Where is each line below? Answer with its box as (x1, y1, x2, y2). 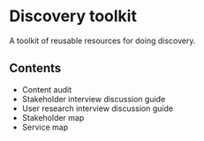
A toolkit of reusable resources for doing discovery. (9, 35, 196, 46)
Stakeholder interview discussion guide (21, 93, 166, 104)
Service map (21, 122, 69, 132)
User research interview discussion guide (21, 103, 174, 114)
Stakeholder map (21, 112, 85, 122)
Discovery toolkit (9, 6, 137, 26)
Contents (9, 61, 62, 76)
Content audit (21, 84, 72, 94)
